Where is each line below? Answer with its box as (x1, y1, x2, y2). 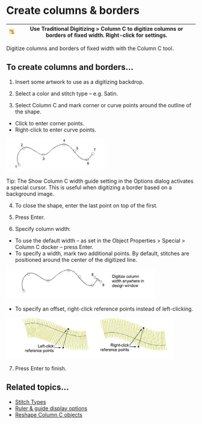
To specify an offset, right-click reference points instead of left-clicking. (14, 305, 194, 312)
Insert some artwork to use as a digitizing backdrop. (14, 78, 144, 85)
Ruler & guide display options (14, 405, 88, 412)
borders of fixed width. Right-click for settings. (46, 31, 167, 39)
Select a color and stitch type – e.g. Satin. (14, 90, 118, 97)
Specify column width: (14, 225, 71, 232)
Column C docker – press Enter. (14, 243, 94, 250)
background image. (6, 190, 55, 197)
